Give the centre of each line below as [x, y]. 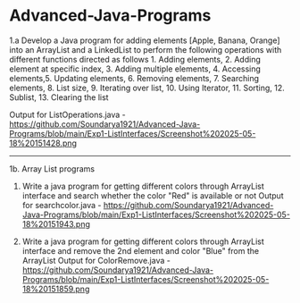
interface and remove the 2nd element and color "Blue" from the [141, 250]
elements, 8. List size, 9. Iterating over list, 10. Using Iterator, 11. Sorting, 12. [147, 88]
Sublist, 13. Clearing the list [59, 97]
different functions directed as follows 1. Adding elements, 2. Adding [135, 59]
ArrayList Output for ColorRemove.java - [96, 260]
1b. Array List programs [52, 168]
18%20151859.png [56, 289]
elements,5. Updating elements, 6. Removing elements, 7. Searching [134, 78]
